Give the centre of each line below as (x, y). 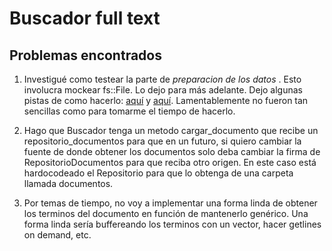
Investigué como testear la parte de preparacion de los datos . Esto (162, 79)
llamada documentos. (68, 183)
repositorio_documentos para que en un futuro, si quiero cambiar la (162, 141)
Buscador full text (85, 18)
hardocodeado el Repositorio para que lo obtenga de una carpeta (158, 173)
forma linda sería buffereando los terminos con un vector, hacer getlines (172, 224)
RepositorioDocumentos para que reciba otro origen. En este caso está (170, 162)
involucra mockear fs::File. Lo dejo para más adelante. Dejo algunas (163, 90)
